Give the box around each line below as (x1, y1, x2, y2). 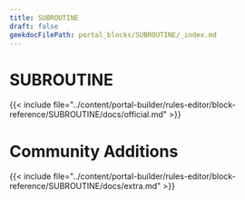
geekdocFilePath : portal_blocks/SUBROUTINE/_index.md (9, 30, 218, 39)
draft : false (9, 22, 59, 31)
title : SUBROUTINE (9, 13, 79, 23)
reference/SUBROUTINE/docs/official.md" (9, 109, 168, 120)
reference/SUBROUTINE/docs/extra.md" (9, 181, 162, 192)
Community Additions (9, 141, 179, 162)
